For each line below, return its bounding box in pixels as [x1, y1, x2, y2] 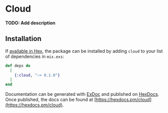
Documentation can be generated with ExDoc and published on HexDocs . [5, 91, 159, 97]
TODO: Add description [5, 20, 56, 26]
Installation [5, 34, 42, 43]
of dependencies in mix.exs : [5, 53, 64, 59]
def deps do [5, 63, 30, 68]
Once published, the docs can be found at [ [5, 97, 96, 103]
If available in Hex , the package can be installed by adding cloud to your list [5, 48, 163, 54]
